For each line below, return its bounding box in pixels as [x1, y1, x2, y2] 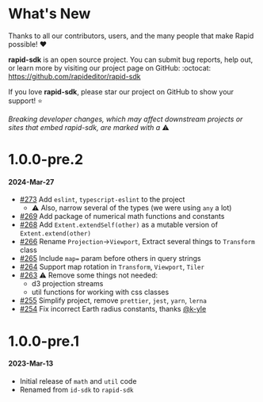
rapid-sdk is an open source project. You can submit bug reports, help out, [8, 55, 253, 64]
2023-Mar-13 [8, 358, 54, 369]
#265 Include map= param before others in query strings [19, 254, 201, 263]
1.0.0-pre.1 [8, 332, 80, 350]
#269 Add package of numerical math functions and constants [19, 212, 225, 221]
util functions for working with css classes [31, 287, 170, 297]
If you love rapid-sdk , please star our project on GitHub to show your [8, 86, 234, 96]
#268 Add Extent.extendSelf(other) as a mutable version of [19, 220, 219, 230]
